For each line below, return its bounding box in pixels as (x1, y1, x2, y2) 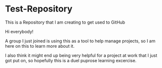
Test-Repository (5, 3, 73, 14)
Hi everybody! (5, 28, 34, 34)
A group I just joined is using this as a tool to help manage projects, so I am (5, 38, 156, 44)
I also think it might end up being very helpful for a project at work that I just (5, 52, 158, 58)
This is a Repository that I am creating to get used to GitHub (5, 19, 125, 25)
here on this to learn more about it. (5, 43, 75, 49)
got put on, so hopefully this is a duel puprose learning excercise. (5, 57, 137, 63)
